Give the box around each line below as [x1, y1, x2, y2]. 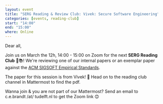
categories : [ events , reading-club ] [5, 16, 79, 21]
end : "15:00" [5, 25, 32, 30]
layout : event [5, 7, 34, 12]
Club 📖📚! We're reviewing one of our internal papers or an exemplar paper [5, 58, 155, 63]
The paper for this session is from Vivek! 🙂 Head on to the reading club [5, 74, 147, 80]
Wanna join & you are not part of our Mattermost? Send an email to [5, 89, 138, 94]
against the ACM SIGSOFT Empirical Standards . [5, 65, 100, 70]
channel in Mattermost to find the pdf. [5, 79, 81, 85]
